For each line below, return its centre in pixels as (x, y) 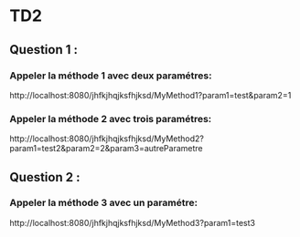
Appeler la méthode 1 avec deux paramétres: (111, 76)
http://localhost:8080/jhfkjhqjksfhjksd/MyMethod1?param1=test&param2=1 (150, 95)
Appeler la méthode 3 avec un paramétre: (104, 203)
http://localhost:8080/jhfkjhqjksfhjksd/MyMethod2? (107, 139)
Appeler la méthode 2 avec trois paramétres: (111, 118)
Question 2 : (45, 177)
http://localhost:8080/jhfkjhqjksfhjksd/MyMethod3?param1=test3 (133, 222)
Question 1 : (44, 50)
